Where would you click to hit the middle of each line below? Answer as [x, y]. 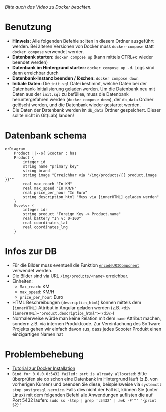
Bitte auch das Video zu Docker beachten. [48, 7]
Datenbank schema [46, 135]
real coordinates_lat [45, 223]
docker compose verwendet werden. [48, 51]
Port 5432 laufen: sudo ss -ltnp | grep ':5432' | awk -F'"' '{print [84, 400]
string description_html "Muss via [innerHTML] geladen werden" [91, 197]
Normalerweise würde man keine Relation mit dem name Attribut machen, [86, 318]
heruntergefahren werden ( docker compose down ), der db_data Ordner [83, 99]
